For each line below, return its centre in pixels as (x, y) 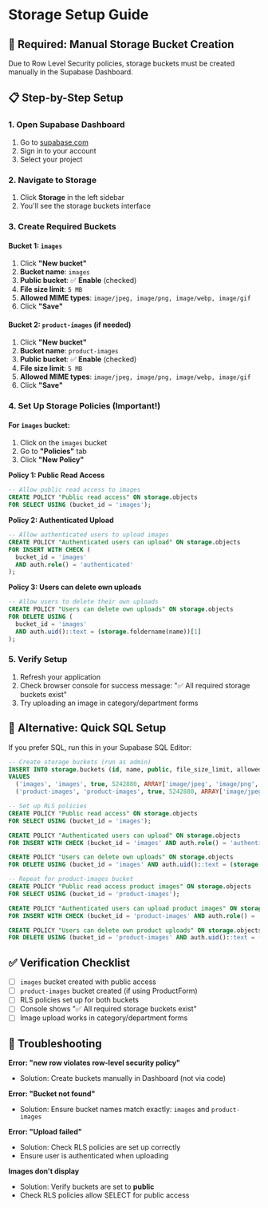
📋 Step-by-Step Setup (66, 98)
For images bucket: (39, 425)
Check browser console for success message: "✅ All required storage (135, 685)
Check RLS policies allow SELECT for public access (104, 1195)
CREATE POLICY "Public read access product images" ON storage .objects (130, 887)
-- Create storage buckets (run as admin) (80, 762)
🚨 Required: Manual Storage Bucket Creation (121, 44)
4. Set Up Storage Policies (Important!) (85, 406)
